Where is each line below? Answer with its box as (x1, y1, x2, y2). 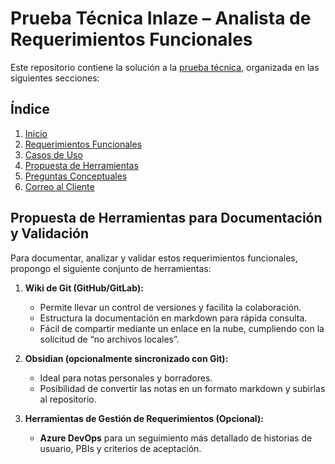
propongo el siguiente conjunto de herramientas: (10, 262, 212, 274)
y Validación (10, 225, 90, 242)
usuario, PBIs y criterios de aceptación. (39, 442, 202, 454)
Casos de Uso (24, 148, 83, 161)
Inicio (24, 127, 48, 139)
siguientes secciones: (10, 72, 100, 84)
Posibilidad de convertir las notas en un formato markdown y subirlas (39, 382, 326, 394)
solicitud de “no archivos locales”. (39, 333, 180, 345)
